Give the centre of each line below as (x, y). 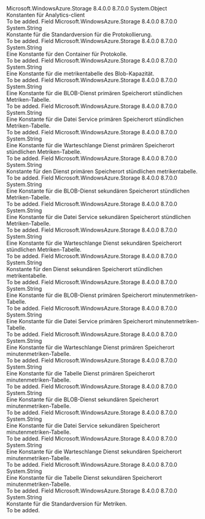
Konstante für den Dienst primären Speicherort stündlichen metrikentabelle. (102, 171)
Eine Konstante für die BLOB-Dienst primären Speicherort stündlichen (95, 93)
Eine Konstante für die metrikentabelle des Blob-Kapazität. (80, 74)
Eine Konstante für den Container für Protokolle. (67, 54)
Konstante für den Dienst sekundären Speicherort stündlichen (84, 269)
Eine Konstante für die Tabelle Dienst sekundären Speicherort (84, 478)
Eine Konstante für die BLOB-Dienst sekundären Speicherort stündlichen (98, 191)
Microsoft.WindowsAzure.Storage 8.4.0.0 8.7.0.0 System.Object (87, 8)
